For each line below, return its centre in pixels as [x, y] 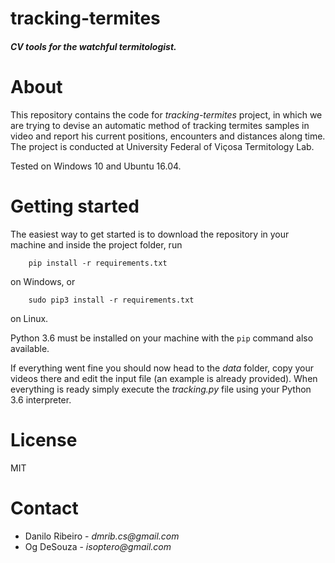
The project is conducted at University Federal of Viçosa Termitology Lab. [162, 146]
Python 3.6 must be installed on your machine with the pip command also [162, 338]
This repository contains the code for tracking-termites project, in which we [166, 114]
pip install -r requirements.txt [98, 263]
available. [30, 348]
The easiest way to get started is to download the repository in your [150, 234]
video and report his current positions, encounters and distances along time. [168, 136]
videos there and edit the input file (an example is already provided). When [164, 378]
